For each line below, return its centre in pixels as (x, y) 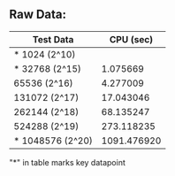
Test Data (53, 39)
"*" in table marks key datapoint (68, 162)
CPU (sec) (131, 39)
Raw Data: (38, 15)
